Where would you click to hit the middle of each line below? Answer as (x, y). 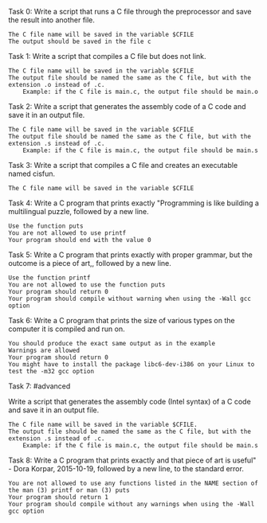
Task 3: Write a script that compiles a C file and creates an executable (123, 165)
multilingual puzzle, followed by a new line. (79, 211)
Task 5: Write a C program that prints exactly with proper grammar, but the (130, 255)
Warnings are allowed (44, 350)
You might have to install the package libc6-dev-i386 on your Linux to (132, 365)
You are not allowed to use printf (67, 233)
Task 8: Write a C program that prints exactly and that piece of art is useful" (132, 460)
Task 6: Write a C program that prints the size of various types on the (122, 320)
